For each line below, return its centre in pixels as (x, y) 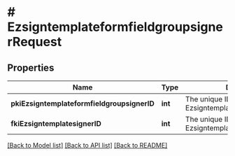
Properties (31, 68)
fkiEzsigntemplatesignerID (56, 123)
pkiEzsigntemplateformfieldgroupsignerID (83, 104)
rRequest (35, 42)
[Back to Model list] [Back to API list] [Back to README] (87, 145)
